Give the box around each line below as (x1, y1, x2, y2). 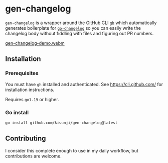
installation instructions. (5, 87, 55, 93)
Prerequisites (5, 70, 39, 77)
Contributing (5, 134, 46, 143)
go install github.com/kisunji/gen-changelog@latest (5, 120, 118, 125)
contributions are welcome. (5, 153, 62, 159)
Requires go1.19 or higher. (5, 96, 59, 102)
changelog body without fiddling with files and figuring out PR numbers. (5, 30, 154, 36)
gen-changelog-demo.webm (5, 40, 65, 46)
